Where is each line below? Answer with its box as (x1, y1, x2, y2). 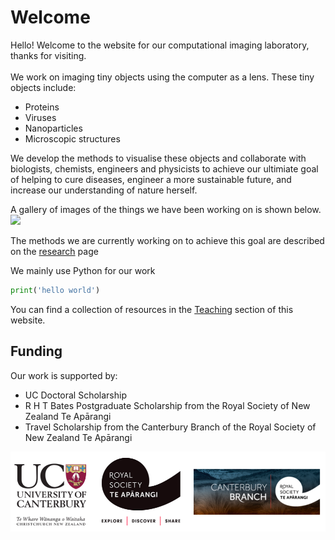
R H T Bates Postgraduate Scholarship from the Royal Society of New (24, 399, 311, 411)
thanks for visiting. (10, 49, 87, 61)
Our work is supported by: (10, 369, 118, 381)
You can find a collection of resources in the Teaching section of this (10, 303, 294, 315)
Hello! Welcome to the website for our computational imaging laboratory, (10, 39, 310, 51)
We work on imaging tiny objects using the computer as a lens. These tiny (10, 71, 315, 83)
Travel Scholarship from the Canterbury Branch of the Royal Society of (24, 421, 317, 433)
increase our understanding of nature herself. (10, 184, 198, 196)
